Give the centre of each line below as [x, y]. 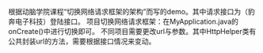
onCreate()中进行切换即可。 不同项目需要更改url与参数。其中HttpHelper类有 [132, 31]
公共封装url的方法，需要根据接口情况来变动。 [82, 41]
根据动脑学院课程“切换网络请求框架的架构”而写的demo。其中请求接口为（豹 [131, 11]
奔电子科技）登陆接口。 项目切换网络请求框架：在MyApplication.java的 [124, 21]
